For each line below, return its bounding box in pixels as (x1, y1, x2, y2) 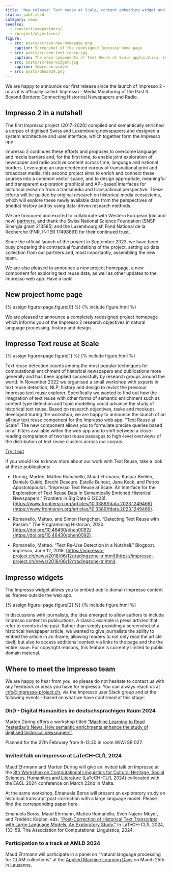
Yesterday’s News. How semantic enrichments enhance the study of (5, 724, 149, 730)
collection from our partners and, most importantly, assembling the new (5, 249, 156, 255)
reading (5, 433, 22, 439)
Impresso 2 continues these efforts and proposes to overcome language (5, 148, 157, 155)
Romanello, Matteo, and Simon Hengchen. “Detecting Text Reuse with (12, 516, 159, 522)
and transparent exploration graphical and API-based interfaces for (5, 181, 146, 187)
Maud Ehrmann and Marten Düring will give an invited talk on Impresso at (5, 763, 159, 770)
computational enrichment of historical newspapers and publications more (5, 368, 161, 374)
